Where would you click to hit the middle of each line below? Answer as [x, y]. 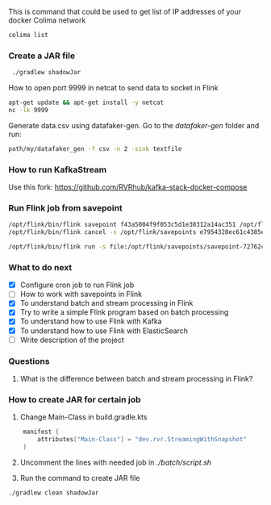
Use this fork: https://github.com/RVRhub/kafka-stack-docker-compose [128, 187]
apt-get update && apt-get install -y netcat [86, 103]
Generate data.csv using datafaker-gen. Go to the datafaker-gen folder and [134, 125]
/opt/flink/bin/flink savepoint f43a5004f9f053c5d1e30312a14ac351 [122, 225]
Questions [29, 361]
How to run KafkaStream [58, 169]
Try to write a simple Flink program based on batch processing [124, 312]
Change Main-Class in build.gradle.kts [83, 417]
